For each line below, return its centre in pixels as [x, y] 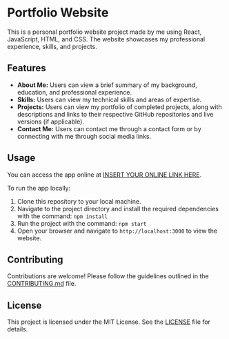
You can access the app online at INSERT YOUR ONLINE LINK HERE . [104, 175]
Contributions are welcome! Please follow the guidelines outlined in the [108, 276]
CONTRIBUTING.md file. [42, 284]
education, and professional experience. [74, 92]
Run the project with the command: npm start [82, 223]
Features [27, 68]
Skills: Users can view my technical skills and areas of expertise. [109, 99]
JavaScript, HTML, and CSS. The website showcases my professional [106, 39]
